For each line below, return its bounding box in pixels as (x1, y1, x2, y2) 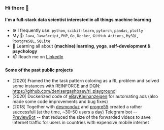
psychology (12, 49, 37, 54)
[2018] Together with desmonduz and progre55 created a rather (12, 104, 142, 110)
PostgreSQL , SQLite (12, 38, 51, 44)
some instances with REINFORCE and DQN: (12, 83, 101, 89)
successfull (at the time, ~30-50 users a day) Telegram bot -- (12, 109, 137, 115)
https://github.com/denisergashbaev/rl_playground (12, 88, 116, 94)
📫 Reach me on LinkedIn (12, 54, 64, 60)
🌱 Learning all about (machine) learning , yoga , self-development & (12, 43, 151, 49)
